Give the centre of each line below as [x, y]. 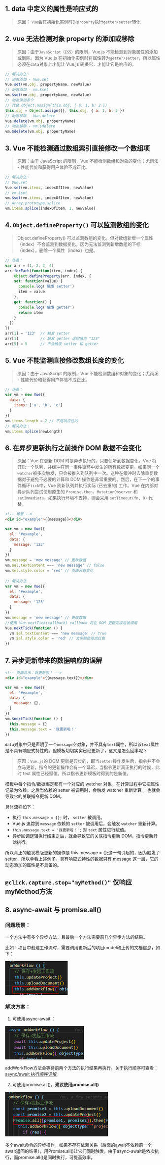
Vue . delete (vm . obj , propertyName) [41, 121]
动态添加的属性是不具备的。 [33, 865]
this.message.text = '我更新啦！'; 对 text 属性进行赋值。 [70, 830]
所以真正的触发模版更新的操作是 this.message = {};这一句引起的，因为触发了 [82, 853]
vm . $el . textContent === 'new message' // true [58, 633]
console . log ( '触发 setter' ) [46, 287]
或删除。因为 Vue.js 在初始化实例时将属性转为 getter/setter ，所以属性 [89, 58]
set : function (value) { [38, 281]
